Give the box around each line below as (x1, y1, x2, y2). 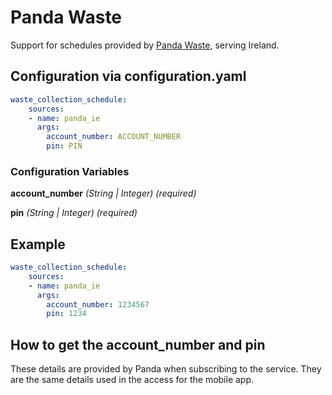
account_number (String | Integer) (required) (10, 187, 197, 200)
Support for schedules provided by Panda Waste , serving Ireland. (10, 39, 280, 51)
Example (10, 236, 66, 253)
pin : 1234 (46, 309, 87, 319)
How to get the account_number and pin (10, 336, 266, 353)
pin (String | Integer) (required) (10, 207, 138, 219)
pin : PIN (46, 141, 83, 151)
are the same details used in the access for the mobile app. (10, 374, 255, 386)
